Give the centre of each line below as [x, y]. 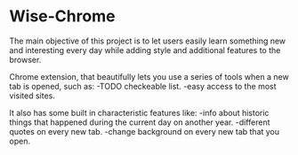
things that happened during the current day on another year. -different [140, 122]
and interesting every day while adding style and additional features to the [145, 50]
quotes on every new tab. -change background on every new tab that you [145, 131]
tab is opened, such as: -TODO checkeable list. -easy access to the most [143, 86]
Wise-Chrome [62, 16]
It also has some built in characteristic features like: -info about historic [139, 112]
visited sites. [32, 96]
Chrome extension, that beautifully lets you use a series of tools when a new [149, 76]
